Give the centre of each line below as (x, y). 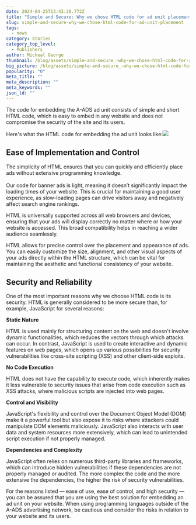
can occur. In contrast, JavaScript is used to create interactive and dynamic (97, 344)
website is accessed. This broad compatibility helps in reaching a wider (92, 227)
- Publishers (27, 50)
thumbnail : (19, 60)
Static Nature (22, 320)
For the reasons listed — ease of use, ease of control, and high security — (95, 491)
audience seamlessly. (32, 234)
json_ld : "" (20, 93)
